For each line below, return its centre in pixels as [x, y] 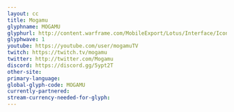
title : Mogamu [28, 20]
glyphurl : [22, 33]
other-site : [24, 72]
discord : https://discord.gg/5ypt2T [60, 65]
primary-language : [34, 78]
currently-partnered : [39, 91]
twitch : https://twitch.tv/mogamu [57, 53]
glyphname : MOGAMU [34, 26]
